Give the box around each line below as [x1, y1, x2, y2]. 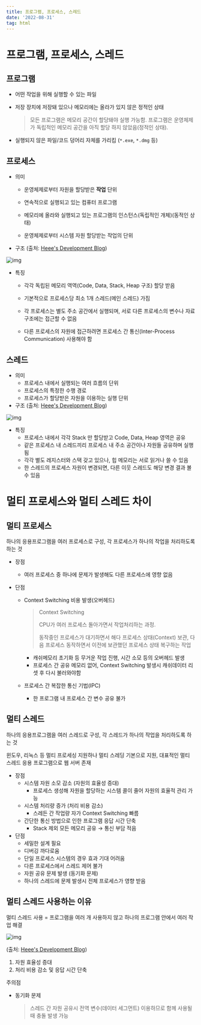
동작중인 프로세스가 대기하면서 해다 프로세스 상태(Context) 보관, [38, 634, 189, 641]
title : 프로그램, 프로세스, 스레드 [6, 8, 82, 15]
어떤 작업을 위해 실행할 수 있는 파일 [14, 91, 97, 98]
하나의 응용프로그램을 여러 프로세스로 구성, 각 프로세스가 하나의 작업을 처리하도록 [6, 538, 196, 545]
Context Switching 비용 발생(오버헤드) [23, 597, 115, 603]
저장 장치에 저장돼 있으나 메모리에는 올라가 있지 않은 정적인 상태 [14, 104, 164, 111]
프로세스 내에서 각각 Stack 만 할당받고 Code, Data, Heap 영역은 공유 [23, 434, 186, 441]
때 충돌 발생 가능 [29, 1012, 69, 1019]
